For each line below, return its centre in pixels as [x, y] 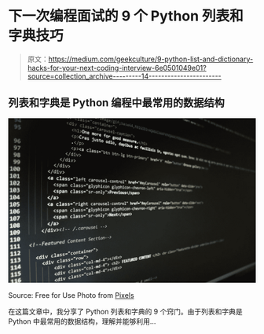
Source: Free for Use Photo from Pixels [71, 295]
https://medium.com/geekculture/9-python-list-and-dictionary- [151, 59]
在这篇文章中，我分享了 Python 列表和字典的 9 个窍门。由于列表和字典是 [125, 312]
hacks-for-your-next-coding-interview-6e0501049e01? [117, 68]
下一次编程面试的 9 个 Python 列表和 [126, 16]
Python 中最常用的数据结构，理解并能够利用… [82, 321]
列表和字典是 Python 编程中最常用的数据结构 [117, 103]
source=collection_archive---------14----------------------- [124, 76]
